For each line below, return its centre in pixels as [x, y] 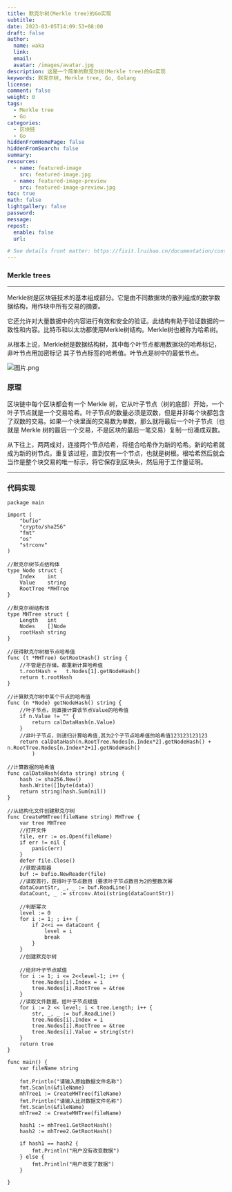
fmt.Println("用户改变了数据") [73, 1164]
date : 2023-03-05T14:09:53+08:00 [55, 26]
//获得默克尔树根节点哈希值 [41, 652]
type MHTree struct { [38, 614]
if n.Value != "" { [48, 717]
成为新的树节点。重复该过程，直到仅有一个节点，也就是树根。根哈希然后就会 [116, 453]
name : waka [29, 46]
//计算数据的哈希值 [31, 768]
